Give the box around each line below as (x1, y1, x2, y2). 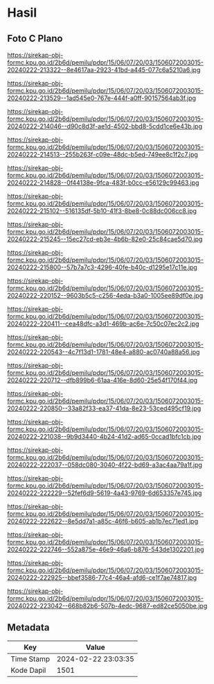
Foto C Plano (7, 33, 63, 44)
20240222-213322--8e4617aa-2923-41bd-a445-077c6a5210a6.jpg (7, 66, 201, 74)
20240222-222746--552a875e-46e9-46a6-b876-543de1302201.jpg (7, 545, 204, 553)
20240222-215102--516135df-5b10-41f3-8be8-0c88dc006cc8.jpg (7, 207, 197, 215)
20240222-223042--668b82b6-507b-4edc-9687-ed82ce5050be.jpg (7, 602, 208, 610)
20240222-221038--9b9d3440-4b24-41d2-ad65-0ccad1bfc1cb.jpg (7, 433, 202, 440)
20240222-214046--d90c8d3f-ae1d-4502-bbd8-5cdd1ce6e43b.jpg (7, 122, 203, 130)
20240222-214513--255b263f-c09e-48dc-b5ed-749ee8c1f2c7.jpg (7, 151, 199, 158)
